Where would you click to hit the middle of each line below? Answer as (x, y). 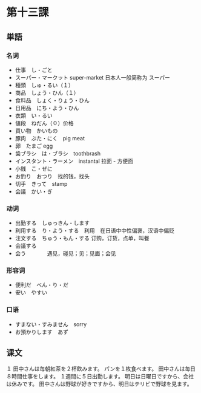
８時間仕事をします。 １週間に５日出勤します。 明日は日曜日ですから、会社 (100, 376)
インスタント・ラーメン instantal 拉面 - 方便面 (74, 161)
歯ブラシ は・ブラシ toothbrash (58, 153)
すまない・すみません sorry (51, 324)
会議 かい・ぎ (34, 191)
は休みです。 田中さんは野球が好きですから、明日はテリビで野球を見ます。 (99, 384)
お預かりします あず (41, 332)
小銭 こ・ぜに (34, 168)
